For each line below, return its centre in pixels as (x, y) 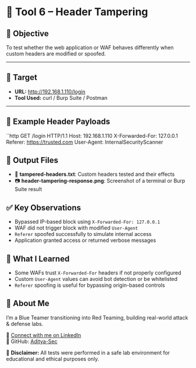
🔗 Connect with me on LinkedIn (44, 335)
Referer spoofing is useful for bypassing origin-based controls (90, 285)
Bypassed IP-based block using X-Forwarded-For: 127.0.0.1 (87, 222)
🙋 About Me (28, 303)
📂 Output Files (32, 160)
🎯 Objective (27, 34)
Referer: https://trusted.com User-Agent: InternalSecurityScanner (85, 142)
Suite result (28, 189)
